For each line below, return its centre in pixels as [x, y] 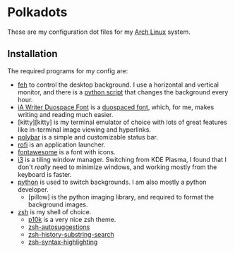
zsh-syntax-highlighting [63, 242]
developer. [33, 189]
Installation [32, 54]
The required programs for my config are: [68, 70]
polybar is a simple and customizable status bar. [88, 137]
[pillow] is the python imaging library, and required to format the [121, 197]
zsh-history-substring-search [71, 234]
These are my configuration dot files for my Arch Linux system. [99, 32]
